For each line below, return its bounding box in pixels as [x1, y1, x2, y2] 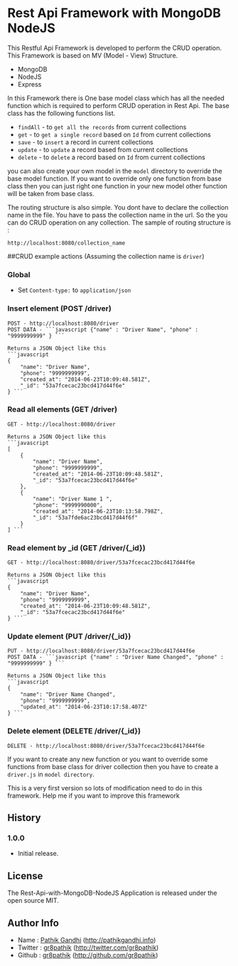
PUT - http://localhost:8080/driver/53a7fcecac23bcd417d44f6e [7, 648, 195, 655]
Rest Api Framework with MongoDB [7, 5, 222, 21]
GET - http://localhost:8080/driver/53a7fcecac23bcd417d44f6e [7, 559, 195, 567]
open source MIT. [7, 896, 59, 905]
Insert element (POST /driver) [7, 304, 112, 313]
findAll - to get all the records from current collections [17, 122, 187, 131]
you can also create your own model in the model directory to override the [7, 166, 222, 175]
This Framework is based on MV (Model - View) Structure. [7, 51, 178, 60]
